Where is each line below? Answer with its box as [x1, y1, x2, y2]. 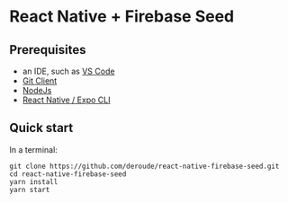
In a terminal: [9, 144, 58, 154]
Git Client [22, 75, 58, 86]
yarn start [9, 185, 50, 194]
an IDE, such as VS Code [22, 66, 115, 76]
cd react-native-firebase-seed [9, 169, 127, 179]
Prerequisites [9, 42, 86, 57]
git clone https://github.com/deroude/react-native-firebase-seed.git [9, 162, 280, 171]
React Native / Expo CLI [22, 94, 111, 105]
